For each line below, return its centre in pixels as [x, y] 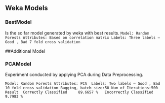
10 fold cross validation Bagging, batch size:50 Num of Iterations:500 [82, 88]
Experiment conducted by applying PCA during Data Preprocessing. [74, 74]
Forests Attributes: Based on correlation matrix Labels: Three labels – [83, 37]
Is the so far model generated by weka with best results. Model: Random [77, 33]
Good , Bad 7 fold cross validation [43, 42]
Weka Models [27, 8]
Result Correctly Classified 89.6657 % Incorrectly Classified [79, 92]
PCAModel [18, 64]
